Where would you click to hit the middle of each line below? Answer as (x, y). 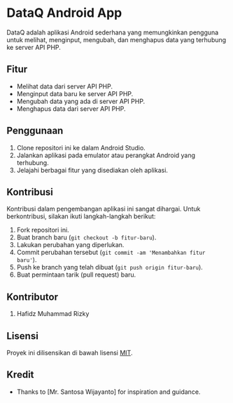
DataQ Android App (64, 13)
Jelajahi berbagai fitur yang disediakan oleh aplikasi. (92, 170)
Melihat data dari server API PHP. (65, 86)
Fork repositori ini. (43, 230)
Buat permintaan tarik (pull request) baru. (76, 275)
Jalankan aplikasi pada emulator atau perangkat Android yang (106, 155)
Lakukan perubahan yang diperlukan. (70, 245)
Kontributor (33, 297)
